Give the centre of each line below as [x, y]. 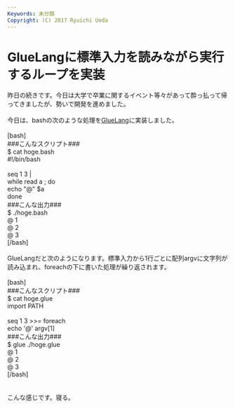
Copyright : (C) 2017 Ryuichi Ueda [58, 20]
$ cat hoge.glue [30, 299]
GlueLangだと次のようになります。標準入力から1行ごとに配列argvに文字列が [117, 258]
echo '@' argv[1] [31, 328]
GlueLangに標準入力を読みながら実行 [116, 57]
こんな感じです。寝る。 [41, 397]
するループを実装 [56, 75]
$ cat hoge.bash [31, 152]
